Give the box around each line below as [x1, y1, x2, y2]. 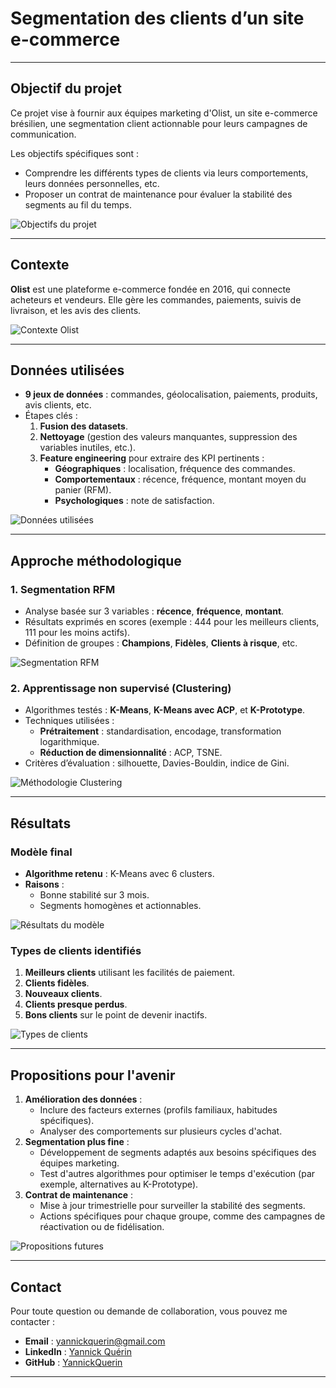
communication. [10, 128, 77, 140]
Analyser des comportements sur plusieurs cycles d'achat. [39, 1125, 283, 1137]
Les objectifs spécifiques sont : [10, 147, 140, 159]
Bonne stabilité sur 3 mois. [39, 889, 150, 901]
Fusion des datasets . [39, 420, 128, 432]
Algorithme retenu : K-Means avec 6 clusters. [24, 868, 215, 880]
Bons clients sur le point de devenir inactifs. [24, 1009, 208, 1021]
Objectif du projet [10, 80, 123, 97]
